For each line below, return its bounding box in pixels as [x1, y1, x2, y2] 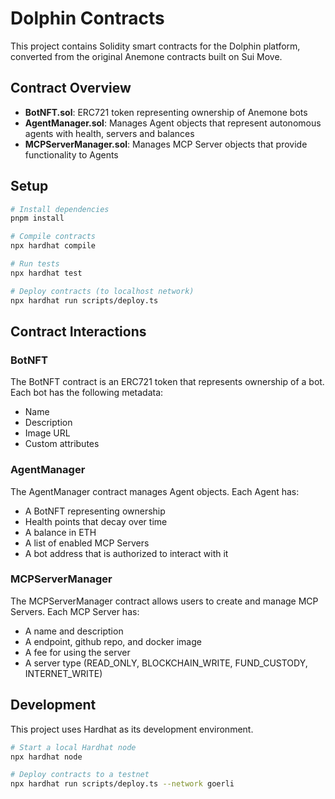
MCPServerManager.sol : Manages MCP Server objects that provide [24, 138, 308, 150]
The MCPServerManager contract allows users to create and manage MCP [10, 595, 319, 607]
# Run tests [10, 259, 60, 269]
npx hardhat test [10, 268, 83, 278]
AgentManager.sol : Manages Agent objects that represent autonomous [24, 117, 322, 129]
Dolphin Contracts [10, 7, 165, 30]
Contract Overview [10, 80, 132, 97]
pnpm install [10, 213, 65, 224]
